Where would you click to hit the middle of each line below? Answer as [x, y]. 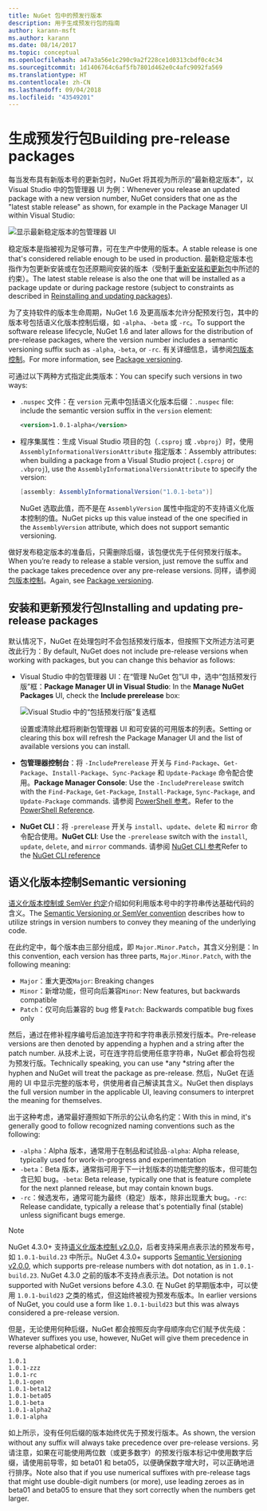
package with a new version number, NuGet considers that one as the [123, 198]
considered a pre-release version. [64, 1313]
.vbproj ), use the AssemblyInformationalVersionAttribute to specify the [138, 469]
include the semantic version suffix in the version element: [116, 410]
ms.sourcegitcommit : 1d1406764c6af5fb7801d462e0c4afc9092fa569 [116, 68]
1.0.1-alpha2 [30, 1410]
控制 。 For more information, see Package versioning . [96, 359]
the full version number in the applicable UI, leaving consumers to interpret [131, 1092]
